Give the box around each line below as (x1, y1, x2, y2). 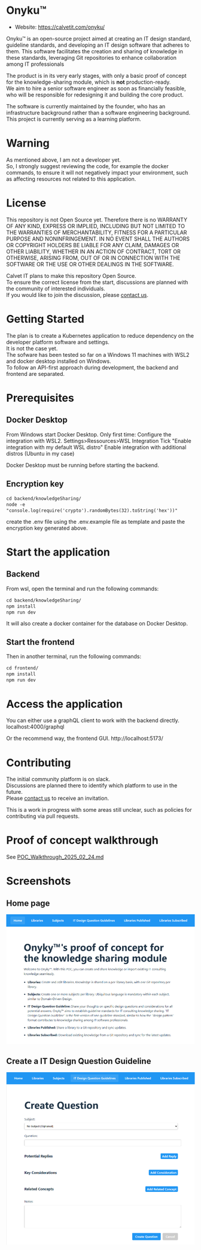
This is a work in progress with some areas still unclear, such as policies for (6, 806, 193, 814)
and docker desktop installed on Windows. (6, 357, 112, 365)
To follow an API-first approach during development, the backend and (6, 363, 178, 371)
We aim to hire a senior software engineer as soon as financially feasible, (6, 84, 187, 92)
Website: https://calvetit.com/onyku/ (14, 23, 105, 31)
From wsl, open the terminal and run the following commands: (6, 585, 159, 592)
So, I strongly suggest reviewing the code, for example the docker (6, 162, 169, 169)
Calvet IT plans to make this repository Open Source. (6, 272, 136, 279)
